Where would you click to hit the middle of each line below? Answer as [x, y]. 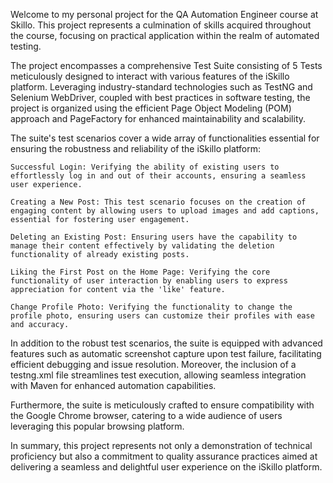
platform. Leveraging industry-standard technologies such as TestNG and [161, 87]
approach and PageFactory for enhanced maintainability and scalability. [158, 118]
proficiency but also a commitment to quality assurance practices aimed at [164, 456]
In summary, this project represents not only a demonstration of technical [161, 445]
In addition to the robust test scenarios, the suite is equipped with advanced [166, 343]
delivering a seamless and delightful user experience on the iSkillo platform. [166, 467]
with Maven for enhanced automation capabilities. [113, 385]
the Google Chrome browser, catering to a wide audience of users [146, 415]
